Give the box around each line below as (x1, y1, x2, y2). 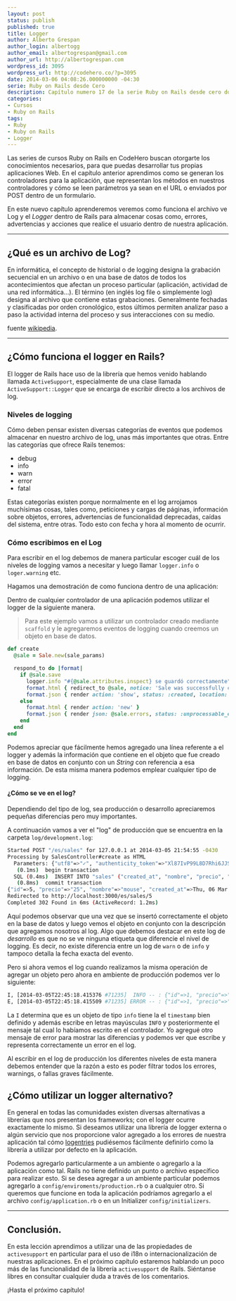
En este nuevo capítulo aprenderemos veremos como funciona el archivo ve (7, 205, 228, 213)
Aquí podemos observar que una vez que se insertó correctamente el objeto (7, 912, 228, 920)
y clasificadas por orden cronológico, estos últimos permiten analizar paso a (7, 303, 228, 312)
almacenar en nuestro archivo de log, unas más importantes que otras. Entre (7, 433, 229, 442)
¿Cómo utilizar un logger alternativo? (7, 1090, 173, 1102)
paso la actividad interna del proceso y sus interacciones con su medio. (7, 310, 216, 319)
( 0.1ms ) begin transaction (16, 866, 99, 873)
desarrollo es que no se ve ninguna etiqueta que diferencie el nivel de (7, 934, 209, 943)
